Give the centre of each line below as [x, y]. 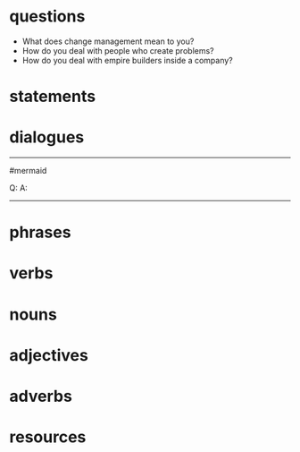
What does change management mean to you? [108, 41]
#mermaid [28, 171]
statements [53, 97]
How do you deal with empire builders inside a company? [128, 60]
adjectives [49, 355]
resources [48, 437]
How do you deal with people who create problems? [118, 50]
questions [47, 17]
